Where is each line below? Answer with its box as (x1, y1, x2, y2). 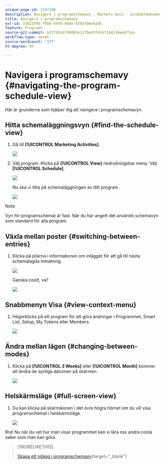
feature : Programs (5, 26, 43, 31)
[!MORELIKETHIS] (17, 444, 54, 450)
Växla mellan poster (5, 232, 67, 240)
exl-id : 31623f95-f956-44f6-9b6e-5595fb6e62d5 (5, 21, 102, 26)
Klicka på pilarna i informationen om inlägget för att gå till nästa (12, 253, 140, 259)
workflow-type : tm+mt (5, 35, 50, 40)
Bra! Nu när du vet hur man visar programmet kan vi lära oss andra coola (5, 429, 152, 435)
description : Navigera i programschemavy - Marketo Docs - (5, 12, 129, 17)
